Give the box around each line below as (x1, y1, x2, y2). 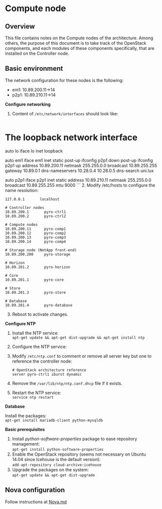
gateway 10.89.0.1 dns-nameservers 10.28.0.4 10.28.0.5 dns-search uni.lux (5, 168, 154, 174)
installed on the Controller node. (5, 50, 69, 56)
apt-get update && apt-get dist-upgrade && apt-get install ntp (12, 335, 145, 340)
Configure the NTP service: (12, 344, 67, 350)
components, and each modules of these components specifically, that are (5, 46, 155, 51)
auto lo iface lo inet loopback (5, 148, 63, 154)
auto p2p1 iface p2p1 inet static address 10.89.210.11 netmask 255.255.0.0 (5, 177, 152, 183)
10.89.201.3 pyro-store (5, 290, 66, 295)
